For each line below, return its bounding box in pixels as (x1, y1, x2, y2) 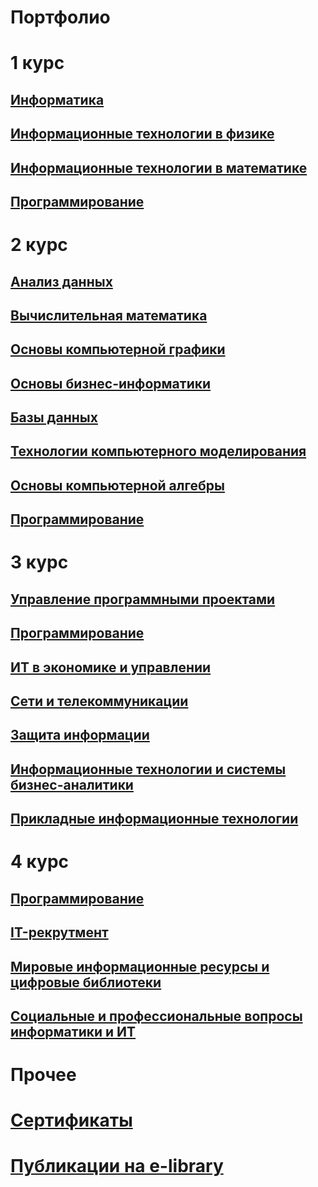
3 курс (10, 551, 69, 574)
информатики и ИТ (10, 1023, 137, 1040)
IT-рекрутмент (10, 924, 109, 941)
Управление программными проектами (10, 591, 276, 608)
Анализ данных (10, 273, 113, 290)
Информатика (10, 91, 105, 108)
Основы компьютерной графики (10, 341, 226, 358)
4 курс (10, 851, 70, 873)
